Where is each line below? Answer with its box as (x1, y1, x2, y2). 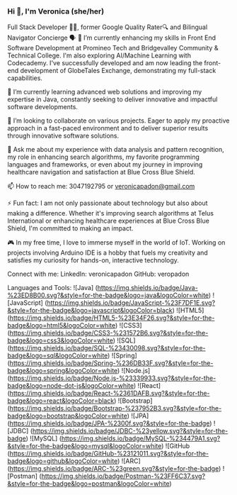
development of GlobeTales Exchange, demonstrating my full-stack (20, 67, 216, 75)
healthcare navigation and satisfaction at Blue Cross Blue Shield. (7, 168, 196, 177)
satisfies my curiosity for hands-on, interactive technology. (7, 256, 179, 265)
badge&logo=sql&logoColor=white (7, 351, 108, 360)
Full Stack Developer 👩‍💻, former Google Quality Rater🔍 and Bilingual (7, 23, 208, 31)
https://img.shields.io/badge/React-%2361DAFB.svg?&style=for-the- (9, 389, 210, 398)
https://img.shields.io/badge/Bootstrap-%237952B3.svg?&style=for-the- (9, 404, 222, 413)
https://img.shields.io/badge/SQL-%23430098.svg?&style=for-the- (9, 344, 207, 352)
